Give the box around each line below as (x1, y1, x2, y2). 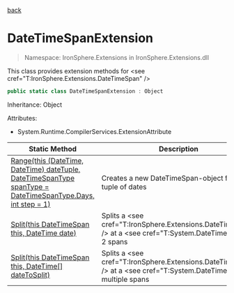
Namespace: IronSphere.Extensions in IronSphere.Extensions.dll (24, 53, 210, 61)
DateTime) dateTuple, (10, 164, 81, 174)
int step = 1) (10, 199, 51, 209)
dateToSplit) (10, 270, 50, 280)
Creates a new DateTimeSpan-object (101, 173, 224, 183)
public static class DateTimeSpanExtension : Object (7, 87, 164, 95)
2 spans (101, 236, 128, 246)
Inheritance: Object (7, 100, 63, 109)
